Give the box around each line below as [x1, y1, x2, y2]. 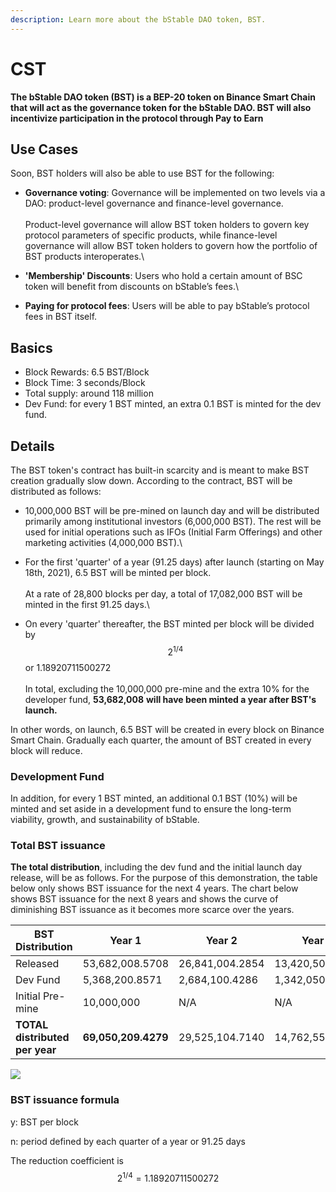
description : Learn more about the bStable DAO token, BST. [10, 14, 267, 25]
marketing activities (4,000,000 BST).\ [24, 537, 183, 548]
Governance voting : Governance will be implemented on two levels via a [24, 187, 326, 199]
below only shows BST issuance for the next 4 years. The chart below [10, 882, 299, 895]
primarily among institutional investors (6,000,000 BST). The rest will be [24, 516, 322, 527]
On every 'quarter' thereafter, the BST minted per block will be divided [24, 618, 315, 630]
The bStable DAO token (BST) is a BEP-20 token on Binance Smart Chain [10, 91, 316, 103]
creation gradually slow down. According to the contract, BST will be [10, 475, 293, 486]
